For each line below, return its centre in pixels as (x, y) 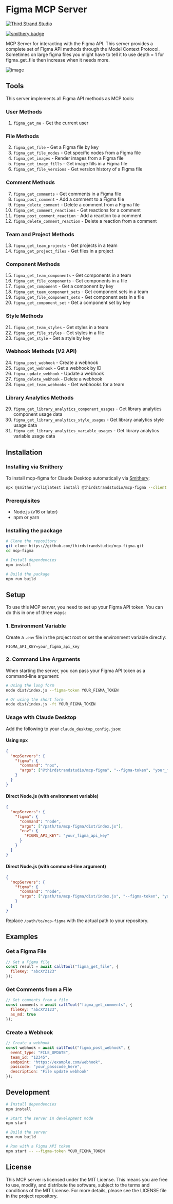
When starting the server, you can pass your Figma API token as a (76, 671)
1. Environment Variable (36, 626)
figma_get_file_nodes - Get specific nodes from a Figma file (77, 153)
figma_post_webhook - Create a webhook (56, 362)
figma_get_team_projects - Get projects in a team (65, 245)
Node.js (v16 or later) (35, 511)
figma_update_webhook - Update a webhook (59, 373)
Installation (24, 452)
